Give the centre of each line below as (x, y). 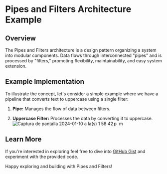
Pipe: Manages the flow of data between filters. (61, 109)
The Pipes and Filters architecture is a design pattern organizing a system (81, 50)
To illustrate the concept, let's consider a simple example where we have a (82, 94)
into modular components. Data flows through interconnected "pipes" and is (83, 55)
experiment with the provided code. (42, 157)
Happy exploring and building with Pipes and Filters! (59, 166)
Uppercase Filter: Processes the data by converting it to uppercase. (83, 118)
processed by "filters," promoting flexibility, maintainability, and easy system (83, 61)
